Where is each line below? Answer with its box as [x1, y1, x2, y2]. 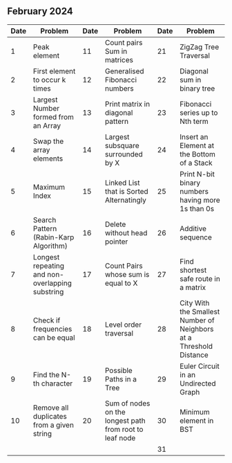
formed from [33, 112, 75, 122]
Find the [33, 370, 60, 379]
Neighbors [179, 324, 214, 334]
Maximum [33, 182, 66, 192]
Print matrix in [104, 99, 151, 109]
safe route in [179, 273, 221, 283]
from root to [104, 424, 144, 434]
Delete [104, 219, 126, 229]
